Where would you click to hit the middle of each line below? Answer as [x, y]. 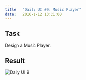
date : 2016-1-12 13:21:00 [34, 14]
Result [15, 60]
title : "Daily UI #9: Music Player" [43, 9]
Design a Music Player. [28, 45]
